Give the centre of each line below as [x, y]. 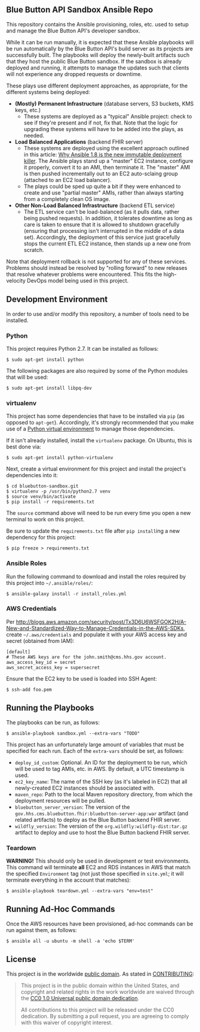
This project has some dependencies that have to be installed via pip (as [96, 416]
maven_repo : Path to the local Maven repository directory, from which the [104, 794]
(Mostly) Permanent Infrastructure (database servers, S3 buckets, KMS [104, 104]
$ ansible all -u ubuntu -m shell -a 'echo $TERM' [70, 941]
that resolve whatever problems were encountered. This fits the [84, 274]
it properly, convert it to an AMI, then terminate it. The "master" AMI [107, 167]
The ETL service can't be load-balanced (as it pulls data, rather [101, 211]
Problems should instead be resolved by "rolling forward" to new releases [97, 268]
